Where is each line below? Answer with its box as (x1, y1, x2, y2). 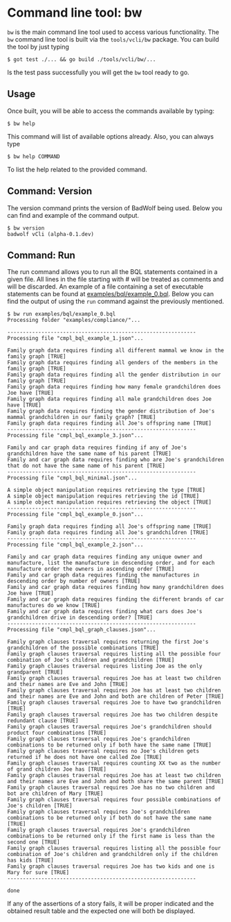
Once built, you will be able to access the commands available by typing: (7, 106, 214, 115)
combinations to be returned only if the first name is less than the (7, 833, 215, 840)
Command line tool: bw (7, 5, 142, 21)
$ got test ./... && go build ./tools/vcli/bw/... (7, 56, 156, 63)
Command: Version (7, 185, 93, 197)
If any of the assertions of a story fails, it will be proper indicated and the (7, 900, 214, 908)
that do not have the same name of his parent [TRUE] (7, 463, 166, 470)
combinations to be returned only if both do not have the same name (7, 814, 212, 821)
